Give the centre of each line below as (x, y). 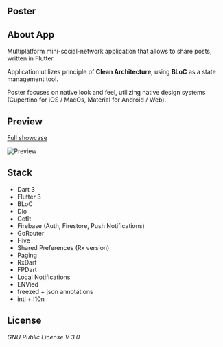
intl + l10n (31, 299)
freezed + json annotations (55, 291)
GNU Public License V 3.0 (44, 337)
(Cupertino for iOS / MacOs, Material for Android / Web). (87, 100)
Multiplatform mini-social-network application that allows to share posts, (109, 52)
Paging (27, 255)
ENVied (28, 284)
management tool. (33, 79)
